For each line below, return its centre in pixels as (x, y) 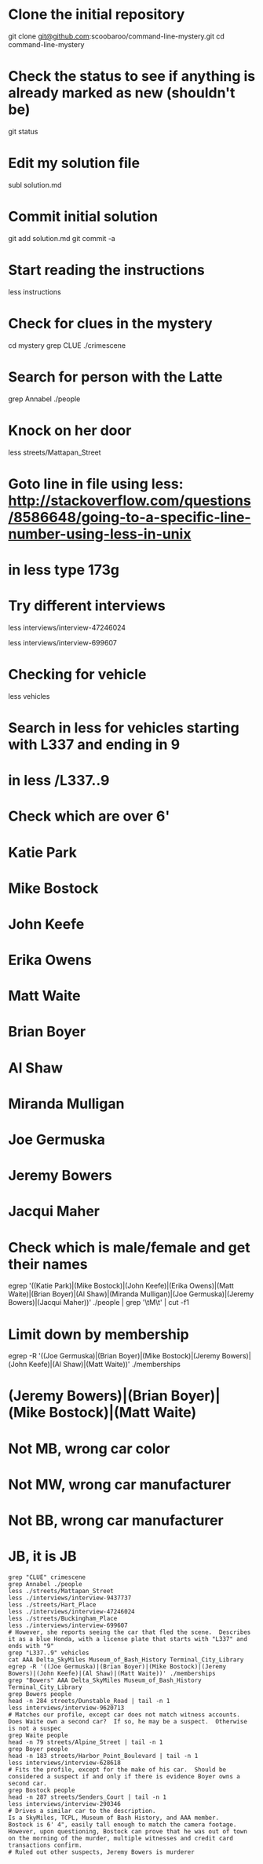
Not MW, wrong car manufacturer (120, 1484)
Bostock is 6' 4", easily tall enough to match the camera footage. (122, 1824)
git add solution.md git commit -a (62, 238)
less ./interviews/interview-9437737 (70, 1598)
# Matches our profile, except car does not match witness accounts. (124, 1714)
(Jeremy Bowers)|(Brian (88, 1396)
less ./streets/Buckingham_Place (63, 1618)
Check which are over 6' (89, 816)
